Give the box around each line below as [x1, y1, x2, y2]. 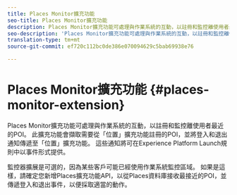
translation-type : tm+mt [7, 37, 80, 44]
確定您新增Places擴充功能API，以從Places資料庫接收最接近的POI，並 [25, 171, 227, 180]
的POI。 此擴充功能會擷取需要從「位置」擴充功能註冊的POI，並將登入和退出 [7, 130, 228, 138]
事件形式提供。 [25, 147, 69, 156]
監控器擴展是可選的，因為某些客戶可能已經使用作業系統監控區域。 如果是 [7, 163, 219, 171]
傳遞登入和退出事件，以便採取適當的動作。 [7, 180, 131, 189]
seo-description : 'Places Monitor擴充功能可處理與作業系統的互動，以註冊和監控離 [7, 30, 229, 37]
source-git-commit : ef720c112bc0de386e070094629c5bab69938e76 [7, 43, 194, 50]
